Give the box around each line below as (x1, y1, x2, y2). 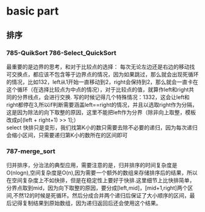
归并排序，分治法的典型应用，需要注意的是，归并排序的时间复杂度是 (6, 162, 178, 169)
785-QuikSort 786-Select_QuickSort (6, 49, 117, 57)
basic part (6, 4, 59, 18)
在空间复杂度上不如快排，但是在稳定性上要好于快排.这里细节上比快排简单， (6, 177, 195, 184)
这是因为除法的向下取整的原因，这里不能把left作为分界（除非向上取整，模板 (6, 108, 196, 116)
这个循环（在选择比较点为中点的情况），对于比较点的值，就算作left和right (6, 86, 189, 93)
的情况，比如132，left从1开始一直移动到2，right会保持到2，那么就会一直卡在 (6, 78, 198, 86)
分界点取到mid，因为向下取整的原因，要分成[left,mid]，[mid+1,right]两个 (6, 184, 188, 192)
